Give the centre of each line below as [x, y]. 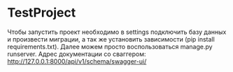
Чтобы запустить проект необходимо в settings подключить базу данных [117, 32]
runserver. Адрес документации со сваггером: [77, 54]
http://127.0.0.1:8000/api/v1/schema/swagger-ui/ [77, 61]
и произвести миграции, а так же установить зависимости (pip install [111, 39]
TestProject [42, 13]
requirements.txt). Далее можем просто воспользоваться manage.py [110, 46]
